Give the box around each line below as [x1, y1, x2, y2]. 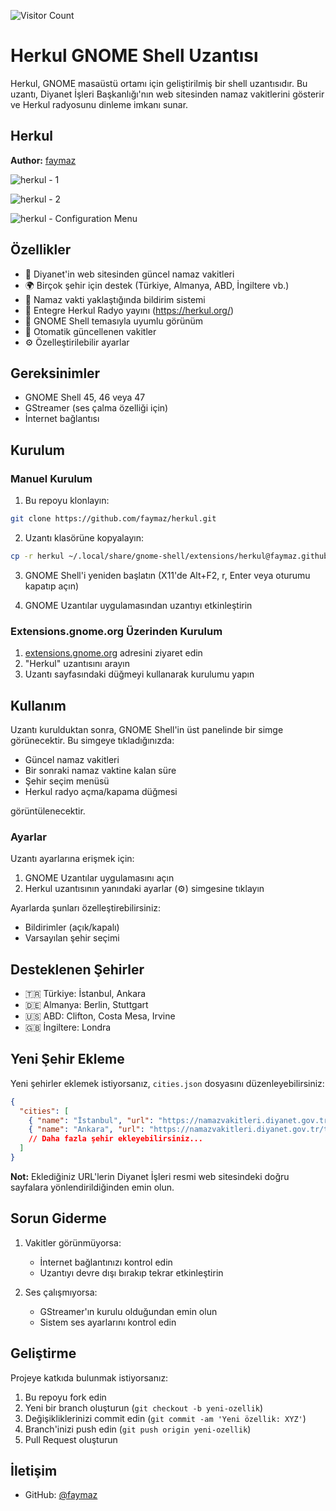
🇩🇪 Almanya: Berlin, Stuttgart [24, 999, 149, 1011]
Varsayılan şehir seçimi [24, 932, 120, 944]
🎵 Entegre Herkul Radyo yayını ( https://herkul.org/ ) [24, 304, 235, 316]
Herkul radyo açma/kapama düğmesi [24, 785, 178, 797]
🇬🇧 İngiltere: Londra [24, 1021, 112, 1034]
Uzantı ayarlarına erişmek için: [10, 853, 135, 865]
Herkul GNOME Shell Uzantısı [10, 45, 259, 67]
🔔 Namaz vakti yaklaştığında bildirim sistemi [24, 293, 206, 305]
